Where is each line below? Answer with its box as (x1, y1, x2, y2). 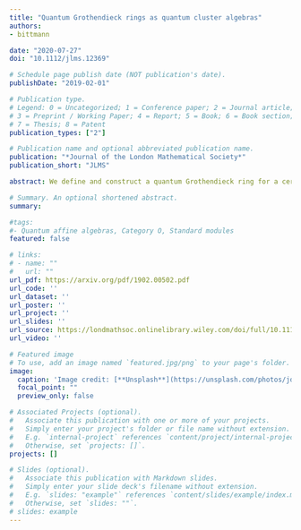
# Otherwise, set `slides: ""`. (9, 499, 139, 508)
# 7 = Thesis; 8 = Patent (9, 120, 106, 129)
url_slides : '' (9, 317, 66, 327)
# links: (9, 251, 42, 260)
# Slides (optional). (9, 466, 90, 474)
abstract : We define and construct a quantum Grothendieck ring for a (9, 177, 279, 186)
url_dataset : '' (9, 292, 70, 301)
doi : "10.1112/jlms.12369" (9, 55, 110, 64)
